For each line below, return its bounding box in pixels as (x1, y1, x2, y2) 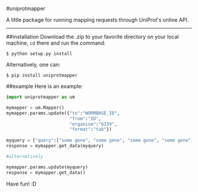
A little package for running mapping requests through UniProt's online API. (6, 16, 189, 23)
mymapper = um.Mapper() (6, 105, 65, 110)
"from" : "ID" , (69, 116, 101, 122)
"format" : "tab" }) (69, 126, 112, 133)
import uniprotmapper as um (6, 94, 75, 100)
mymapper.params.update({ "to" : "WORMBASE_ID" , (6, 110, 120, 116)
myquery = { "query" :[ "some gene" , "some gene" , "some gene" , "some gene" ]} (6, 137, 196, 143)
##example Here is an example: (6, 83, 83, 90)
